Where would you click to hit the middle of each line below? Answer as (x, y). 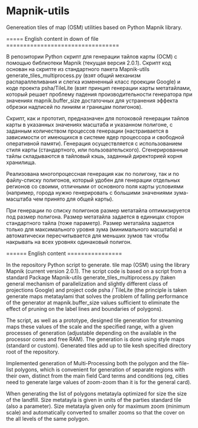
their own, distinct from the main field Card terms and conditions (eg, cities (97, 376)
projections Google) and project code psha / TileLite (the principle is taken (97, 290)
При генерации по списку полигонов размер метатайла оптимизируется (98, 210)
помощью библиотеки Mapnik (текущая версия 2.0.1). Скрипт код (89, 63)
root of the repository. (33, 352)
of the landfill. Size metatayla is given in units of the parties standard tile (94, 400)
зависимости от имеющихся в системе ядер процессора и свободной (95, 137)
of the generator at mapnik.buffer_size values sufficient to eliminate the (93, 303)
